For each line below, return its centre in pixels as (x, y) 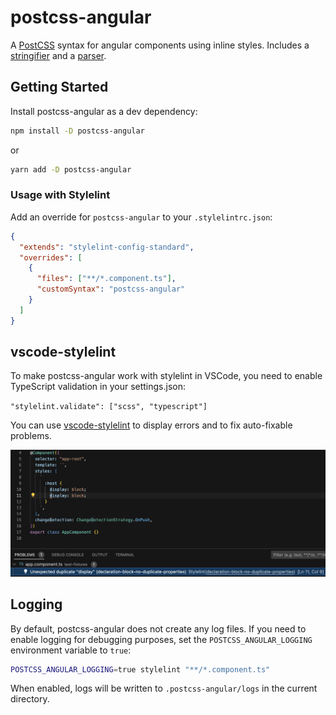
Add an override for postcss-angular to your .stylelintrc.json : (141, 217)
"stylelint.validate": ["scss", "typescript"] (109, 407)
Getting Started (59, 87)
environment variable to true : (71, 650)
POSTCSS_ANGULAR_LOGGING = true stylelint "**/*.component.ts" (140, 669)
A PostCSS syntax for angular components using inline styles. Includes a (160, 45)
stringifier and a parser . (58, 55)
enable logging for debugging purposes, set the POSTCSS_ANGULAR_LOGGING (161, 639)
